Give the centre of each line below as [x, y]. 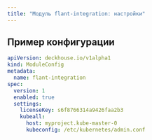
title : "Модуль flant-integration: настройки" [76, 14]
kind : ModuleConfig [36, 65]
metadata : [22, 71]
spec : [15, 84]
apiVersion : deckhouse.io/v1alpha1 [59, 58]
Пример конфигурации [61, 42]
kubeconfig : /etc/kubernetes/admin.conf [85, 130]
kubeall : [33, 117]
